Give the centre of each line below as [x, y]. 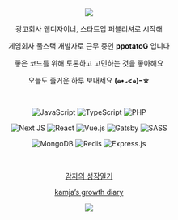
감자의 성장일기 [89, 176]
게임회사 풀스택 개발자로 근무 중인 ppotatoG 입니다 [89, 46]
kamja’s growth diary [89, 192]
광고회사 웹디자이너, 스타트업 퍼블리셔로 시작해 [89, 29]
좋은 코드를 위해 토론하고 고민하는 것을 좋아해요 [89, 63]
